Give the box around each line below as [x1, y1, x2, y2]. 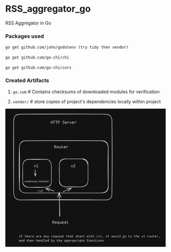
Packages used [5, 33, 44, 40]
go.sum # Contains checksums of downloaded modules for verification [12, 89, 160, 95]
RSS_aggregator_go [5, 3, 91, 15]
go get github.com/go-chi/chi [5, 55, 70, 60]
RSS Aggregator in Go [5, 20, 51, 26]
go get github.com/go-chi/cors [5, 65, 72, 70]
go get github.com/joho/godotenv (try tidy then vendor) [5, 45, 129, 50]
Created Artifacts [5, 77, 49, 84]
